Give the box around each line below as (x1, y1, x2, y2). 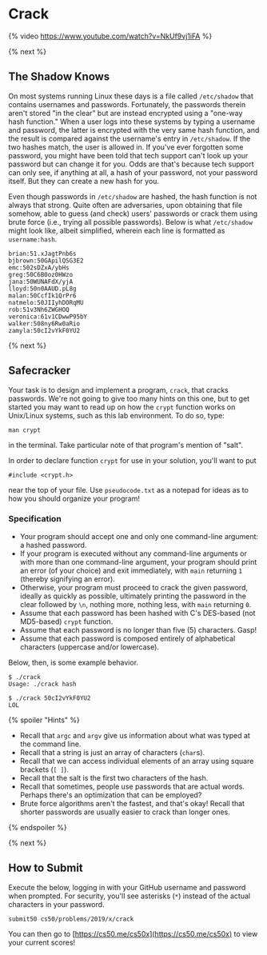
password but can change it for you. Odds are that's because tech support (8, 159, 254, 169)
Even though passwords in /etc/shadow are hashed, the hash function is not (8, 191, 257, 201)
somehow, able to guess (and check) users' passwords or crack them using (8, 209, 258, 218)
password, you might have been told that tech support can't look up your (8, 150, 249, 160)
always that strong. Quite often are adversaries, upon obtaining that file (8, 200, 243, 210)
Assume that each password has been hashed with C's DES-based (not (19, 608, 256, 617)
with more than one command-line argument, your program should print (19, 557, 257, 566)
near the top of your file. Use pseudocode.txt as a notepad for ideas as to (8, 485, 249, 494)
